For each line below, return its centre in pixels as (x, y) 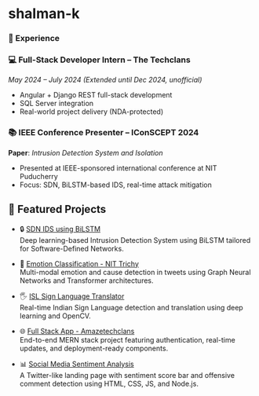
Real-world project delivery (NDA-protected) (91, 112)
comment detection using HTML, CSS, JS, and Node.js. (109, 383)
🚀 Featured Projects (57, 209)
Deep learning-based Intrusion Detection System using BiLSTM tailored (135, 240)
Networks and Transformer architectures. (87, 280)
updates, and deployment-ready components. (94, 348)
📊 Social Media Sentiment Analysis (77, 364)
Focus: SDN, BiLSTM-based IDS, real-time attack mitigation (115, 185)
